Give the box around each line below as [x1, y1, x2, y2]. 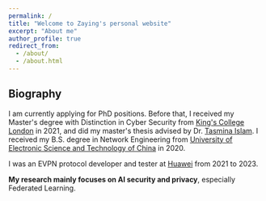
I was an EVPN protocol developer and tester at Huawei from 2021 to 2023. [8, 159, 259, 169]
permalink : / [8, 11, 53, 20]
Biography [8, 87, 62, 101]
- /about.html [15, 58, 63, 66]
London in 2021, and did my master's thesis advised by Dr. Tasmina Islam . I [8, 126, 259, 135]
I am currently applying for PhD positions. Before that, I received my [8, 109, 234, 118]
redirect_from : [8, 42, 60, 50]
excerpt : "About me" [8, 27, 78, 35]
